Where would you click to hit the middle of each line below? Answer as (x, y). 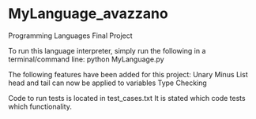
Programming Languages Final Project (70, 35)
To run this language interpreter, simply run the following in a (107, 50)
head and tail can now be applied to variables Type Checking (107, 83)
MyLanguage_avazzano (88, 14)
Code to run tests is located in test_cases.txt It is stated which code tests (127, 98)
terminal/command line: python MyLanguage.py (86, 59)
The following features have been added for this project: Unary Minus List (128, 74)
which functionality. (40, 106)
